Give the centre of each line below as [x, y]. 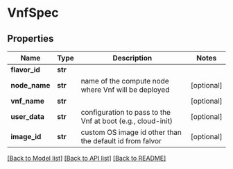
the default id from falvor [121, 141]
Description [132, 58]
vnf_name [28, 101]
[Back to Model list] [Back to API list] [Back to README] [87, 158]
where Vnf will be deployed [125, 90]
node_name [31, 85]
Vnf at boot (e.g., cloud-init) [127, 121]
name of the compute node [125, 81]
